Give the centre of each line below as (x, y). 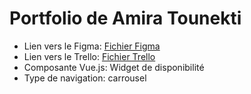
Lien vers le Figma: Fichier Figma (92, 46)
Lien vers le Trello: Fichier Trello (89, 56)
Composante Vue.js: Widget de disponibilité (114, 67)
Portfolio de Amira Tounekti (125, 18)
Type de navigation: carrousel (85, 78)
